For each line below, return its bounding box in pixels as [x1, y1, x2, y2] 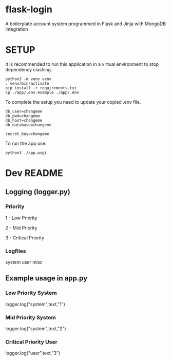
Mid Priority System [5, 314, 56, 321]
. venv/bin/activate [5, 81, 50, 86]
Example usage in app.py [5, 274, 88, 283]
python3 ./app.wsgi [5, 150, 47, 155]
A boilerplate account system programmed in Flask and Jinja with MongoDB [5, 21, 166, 27]
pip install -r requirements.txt [5, 85, 77, 90]
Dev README [5, 167, 63, 179]
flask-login [5, 4, 52, 15]
